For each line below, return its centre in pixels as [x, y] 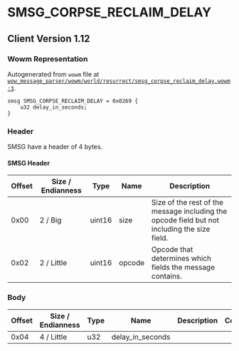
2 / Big [51, 220]
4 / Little [53, 337]
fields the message [184, 267]
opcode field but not [185, 220]
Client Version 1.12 [49, 39]
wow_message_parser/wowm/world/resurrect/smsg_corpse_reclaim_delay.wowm [119, 81]
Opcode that [172, 249]
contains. [167, 276]
